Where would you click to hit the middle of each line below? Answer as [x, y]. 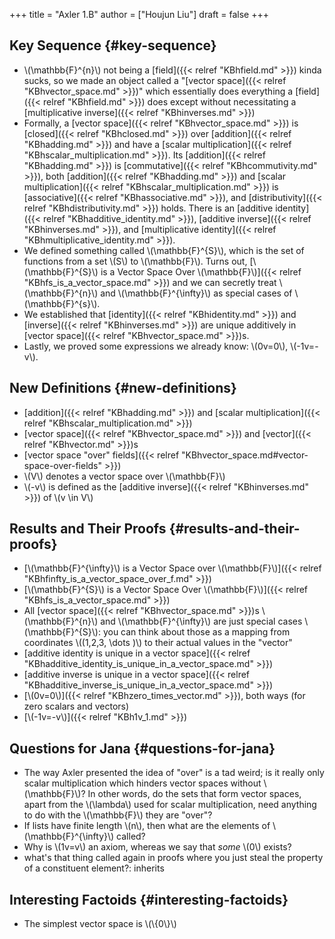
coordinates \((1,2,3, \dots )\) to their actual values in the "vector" [158, 643]
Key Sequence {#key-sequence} [113, 45]
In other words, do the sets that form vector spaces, [194, 794]
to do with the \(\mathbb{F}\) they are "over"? [118, 815]
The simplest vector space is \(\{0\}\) [100, 924]
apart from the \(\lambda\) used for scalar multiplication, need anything [170, 805]
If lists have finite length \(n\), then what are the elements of [147, 826]
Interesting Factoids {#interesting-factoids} [149, 899]
